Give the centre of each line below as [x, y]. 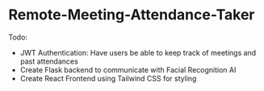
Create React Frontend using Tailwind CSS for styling [108, 78]
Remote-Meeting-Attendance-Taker [132, 15]
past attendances [49, 61]
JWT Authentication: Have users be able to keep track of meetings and [138, 52]
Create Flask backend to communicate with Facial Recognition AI [128, 69]
